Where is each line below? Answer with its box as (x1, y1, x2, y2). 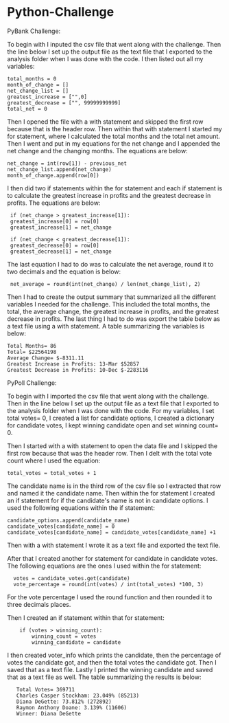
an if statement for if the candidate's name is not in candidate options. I (7, 496, 208, 504)
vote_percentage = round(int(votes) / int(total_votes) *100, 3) (13, 581, 204, 588)
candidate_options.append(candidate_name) (7, 517, 130, 524)
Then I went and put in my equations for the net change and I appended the (7, 139, 221, 148)
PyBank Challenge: (7, 27, 61, 35)
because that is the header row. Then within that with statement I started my (7, 124, 223, 133)
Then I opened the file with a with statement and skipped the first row (7, 118, 204, 126)
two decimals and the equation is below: (7, 267, 121, 276)
